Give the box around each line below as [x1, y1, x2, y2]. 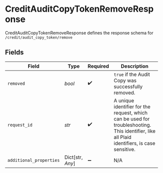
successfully [114, 83, 143, 90]
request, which [114, 109, 148, 116]
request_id [7, 122, 33, 128]
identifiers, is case [114, 140, 155, 147]
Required [87, 62, 109, 69]
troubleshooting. [114, 121, 151, 128]
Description [121, 62, 149, 69]
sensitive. [114, 146, 136, 153]
